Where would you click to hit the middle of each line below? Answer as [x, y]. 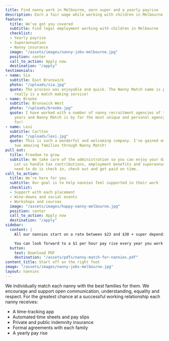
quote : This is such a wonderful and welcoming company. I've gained [84, 141]
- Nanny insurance [29, 47]
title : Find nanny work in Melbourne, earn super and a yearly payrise [82, 10]
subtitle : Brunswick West [37, 104]
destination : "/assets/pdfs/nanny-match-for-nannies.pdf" [76, 258]
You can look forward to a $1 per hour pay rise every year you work [89, 243]
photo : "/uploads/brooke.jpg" [41, 108]
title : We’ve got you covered [41, 24]
